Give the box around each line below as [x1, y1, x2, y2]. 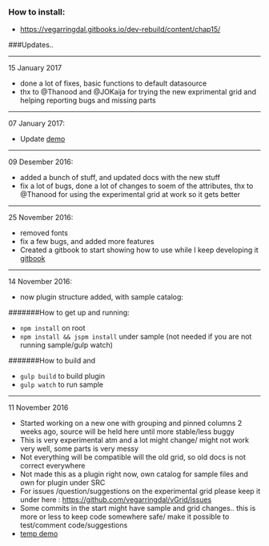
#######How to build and [8, 355, 96, 366]
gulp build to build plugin [19, 371, 106, 381]
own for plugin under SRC [19, 478, 106, 488]
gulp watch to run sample [19, 379, 104, 390]
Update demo [19, 134, 66, 144]
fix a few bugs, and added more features [19, 237, 155, 247]
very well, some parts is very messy [19, 444, 139, 454]
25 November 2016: [8, 213, 74, 223]
